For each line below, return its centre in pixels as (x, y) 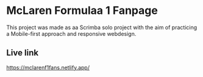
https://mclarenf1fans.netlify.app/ (48, 67)
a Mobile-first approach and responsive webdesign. (71, 33)
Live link (22, 53)
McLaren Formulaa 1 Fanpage (82, 11)
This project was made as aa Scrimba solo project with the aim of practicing (102, 27)
